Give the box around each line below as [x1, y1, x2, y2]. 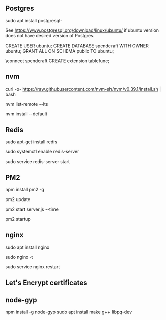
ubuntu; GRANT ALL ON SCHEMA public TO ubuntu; [5, 48, 114, 54]
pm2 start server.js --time [5, 206, 59, 212]
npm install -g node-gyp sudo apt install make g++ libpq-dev [5, 309, 132, 315]
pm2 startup [5, 216, 31, 222]
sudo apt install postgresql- [5, 17, 63, 23]
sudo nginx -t [5, 254, 33, 260]
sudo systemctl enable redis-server [5, 149, 79, 155]
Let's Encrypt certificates [5, 278, 87, 287]
